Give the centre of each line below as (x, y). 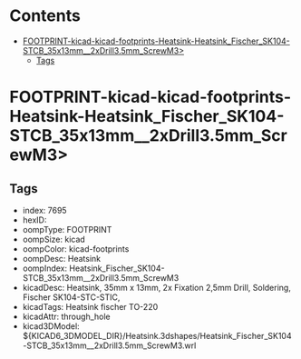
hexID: (34, 220)
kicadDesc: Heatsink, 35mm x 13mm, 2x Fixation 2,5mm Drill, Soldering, (157, 287)
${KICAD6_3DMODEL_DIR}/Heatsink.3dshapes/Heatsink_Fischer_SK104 (157, 335)
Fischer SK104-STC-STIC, (71, 297)
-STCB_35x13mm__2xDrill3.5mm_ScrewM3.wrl (109, 345)
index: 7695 (44, 210)
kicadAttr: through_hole (66, 316)
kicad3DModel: (51, 326)
